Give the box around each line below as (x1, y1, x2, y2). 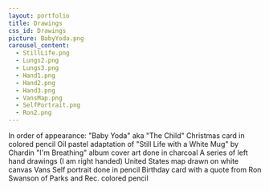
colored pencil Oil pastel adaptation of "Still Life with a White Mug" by (8, 140, 239, 148)
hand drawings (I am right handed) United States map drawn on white (8, 156, 239, 165)
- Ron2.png (15, 109, 52, 117)
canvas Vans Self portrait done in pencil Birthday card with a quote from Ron (8, 165, 262, 174)
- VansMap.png (15, 94, 63, 102)
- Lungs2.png (15, 57, 59, 65)
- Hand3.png (15, 86, 56, 95)
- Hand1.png (15, 71, 56, 79)
